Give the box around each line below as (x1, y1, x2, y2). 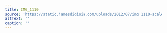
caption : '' (5, 20, 30, 26)
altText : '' (5, 16, 30, 21)
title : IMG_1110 (5, 7, 39, 12)
